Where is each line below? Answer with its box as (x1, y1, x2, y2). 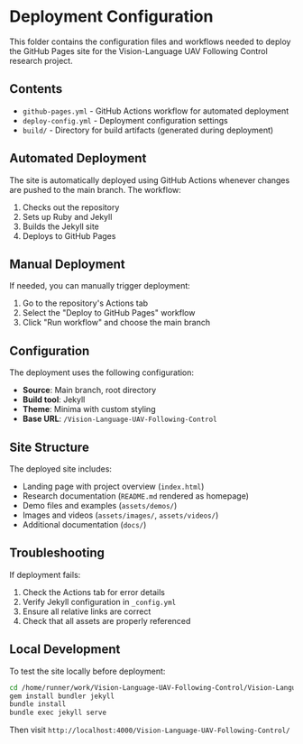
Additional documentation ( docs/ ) (22, 519, 147, 529)
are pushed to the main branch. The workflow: (9, 184, 182, 195)
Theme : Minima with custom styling (22, 404, 156, 415)
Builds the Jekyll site (22, 221, 99, 232)
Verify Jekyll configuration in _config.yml (22, 596, 177, 607)
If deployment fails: (9, 569, 81, 580)
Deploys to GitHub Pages (22, 230, 116, 241)
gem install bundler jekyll (9, 692, 115, 701)
